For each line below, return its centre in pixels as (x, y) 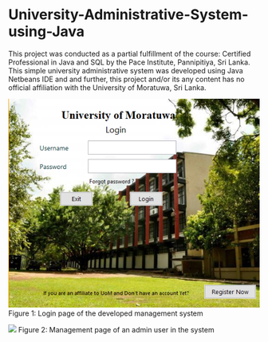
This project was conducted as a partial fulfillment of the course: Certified (130, 53)
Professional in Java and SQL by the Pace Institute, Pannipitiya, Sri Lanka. (129, 62)
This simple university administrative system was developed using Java (126, 70)
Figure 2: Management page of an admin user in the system (116, 330)
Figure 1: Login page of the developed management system (106, 313)
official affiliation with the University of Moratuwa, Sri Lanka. (107, 87)
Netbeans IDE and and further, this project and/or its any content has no (126, 79)
